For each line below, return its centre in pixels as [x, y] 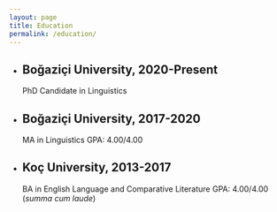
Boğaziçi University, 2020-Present [120, 69]
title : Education [41, 26]
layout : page [33, 17]
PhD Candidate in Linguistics [74, 91]
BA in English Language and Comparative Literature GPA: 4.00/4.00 [145, 189]
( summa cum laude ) [59, 198]
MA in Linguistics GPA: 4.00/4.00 [82, 140]
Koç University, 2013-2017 [96, 167]
